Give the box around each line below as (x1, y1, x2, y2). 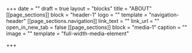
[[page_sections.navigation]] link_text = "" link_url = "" (27, 18, 160, 24)
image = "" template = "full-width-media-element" (6, 30, 129, 37)
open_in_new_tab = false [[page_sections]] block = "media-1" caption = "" (6, 24, 188, 31)
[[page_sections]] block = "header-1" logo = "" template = (6, 11, 148, 18)
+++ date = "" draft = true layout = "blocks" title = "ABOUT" (6, 5, 152, 12)
